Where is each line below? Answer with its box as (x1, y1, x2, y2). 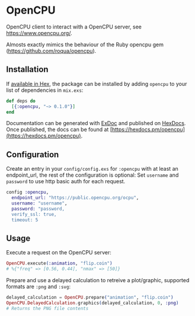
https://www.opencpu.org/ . (6, 29, 72, 36)
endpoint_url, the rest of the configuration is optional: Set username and (6, 171, 179, 178)
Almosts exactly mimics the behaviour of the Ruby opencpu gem (6, 41, 164, 48)
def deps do (6, 98, 36, 104)
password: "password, (11, 206, 65, 212)
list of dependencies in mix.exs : (6, 87, 84, 94)
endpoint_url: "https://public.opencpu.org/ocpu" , (11, 195, 139, 201)
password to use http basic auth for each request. (6, 178, 126, 185)
